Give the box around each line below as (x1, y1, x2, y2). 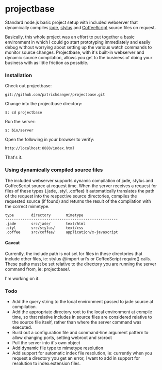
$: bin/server (5, 128, 34, 133)
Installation (5, 72, 32, 79)
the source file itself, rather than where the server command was (12, 319, 142, 325)
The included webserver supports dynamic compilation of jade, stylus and (5, 177, 154, 183)
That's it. (5, 154, 23, 161)
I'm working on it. (5, 275, 40, 281)
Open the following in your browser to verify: (5, 137, 95, 143)
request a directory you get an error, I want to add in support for (12, 355, 140, 361)
